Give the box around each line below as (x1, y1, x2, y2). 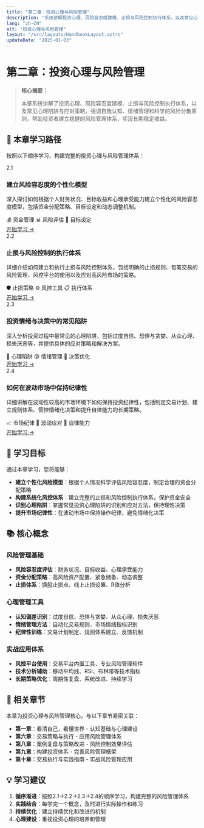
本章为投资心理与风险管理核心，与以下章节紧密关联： (6, 712, 140, 719)
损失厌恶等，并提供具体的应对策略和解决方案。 (6, 340, 123, 347)
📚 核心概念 (6, 529, 49, 539)
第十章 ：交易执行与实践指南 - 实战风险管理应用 (15, 755, 133, 763)
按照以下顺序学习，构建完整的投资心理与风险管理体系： (6, 152, 144, 159)
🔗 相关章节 (6, 694, 46, 705)
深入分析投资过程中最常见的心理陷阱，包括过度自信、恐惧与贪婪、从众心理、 (6, 332, 198, 339)
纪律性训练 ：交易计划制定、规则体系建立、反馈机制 (15, 628, 143, 635)
